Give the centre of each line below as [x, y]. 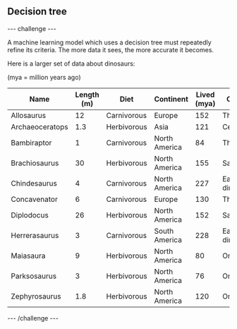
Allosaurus [29, 115]
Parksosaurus [34, 276]
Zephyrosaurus [36, 296]
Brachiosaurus [35, 163]
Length [87, 95]
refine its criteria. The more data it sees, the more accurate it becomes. [110, 49]
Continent [171, 99]
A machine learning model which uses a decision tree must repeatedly [109, 42]
